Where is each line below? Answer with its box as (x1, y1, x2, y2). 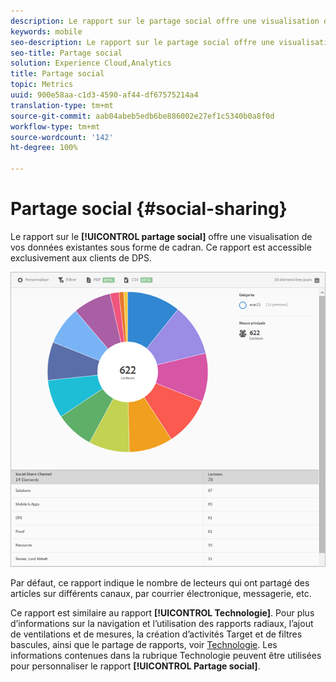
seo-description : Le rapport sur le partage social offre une (10, 37, 275, 47)
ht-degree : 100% (10, 143, 78, 153)
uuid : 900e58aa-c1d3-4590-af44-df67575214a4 (10, 90, 199, 100)
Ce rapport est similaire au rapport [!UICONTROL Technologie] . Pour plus (10, 607, 315, 619)
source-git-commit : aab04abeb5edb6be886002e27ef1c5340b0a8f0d (10, 111, 275, 121)
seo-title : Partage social (10, 48, 123, 58)
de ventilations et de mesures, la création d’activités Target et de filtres (10, 628, 303, 640)
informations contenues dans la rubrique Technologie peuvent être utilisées (10, 650, 322, 662)
